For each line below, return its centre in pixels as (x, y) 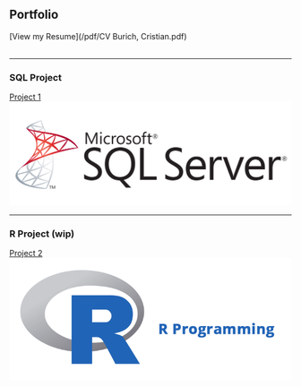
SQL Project (36, 77)
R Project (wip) (42, 234)
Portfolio (34, 15)
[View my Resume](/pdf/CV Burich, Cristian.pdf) (98, 36)
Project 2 (26, 253)
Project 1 (26, 97)
